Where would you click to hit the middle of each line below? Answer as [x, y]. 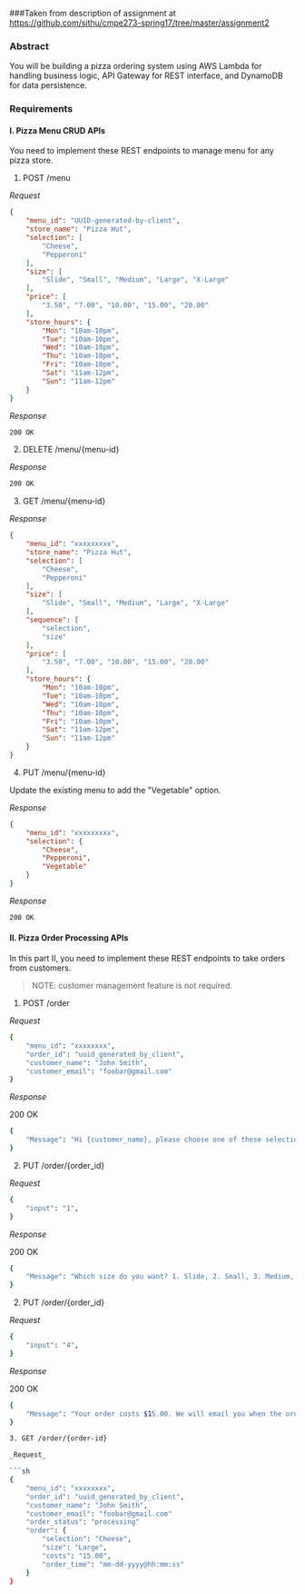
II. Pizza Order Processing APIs [69, 938]
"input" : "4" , [52, 1345]
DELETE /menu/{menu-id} [71, 450]
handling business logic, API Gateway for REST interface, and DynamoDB [147, 75]
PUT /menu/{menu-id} [64, 772]
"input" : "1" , [52, 1208]
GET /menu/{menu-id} [64, 501]
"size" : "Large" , [74, 1548]
